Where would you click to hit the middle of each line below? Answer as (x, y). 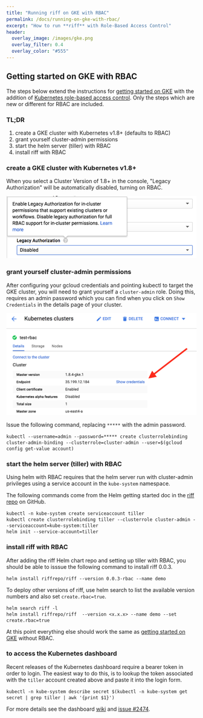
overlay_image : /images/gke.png (53, 39)
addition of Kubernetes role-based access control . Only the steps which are (101, 98)
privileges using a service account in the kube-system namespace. (88, 484)
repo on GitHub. (26, 502)
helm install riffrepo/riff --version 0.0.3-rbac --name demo (86, 579)
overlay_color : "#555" (40, 52)
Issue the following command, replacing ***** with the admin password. (96, 424)
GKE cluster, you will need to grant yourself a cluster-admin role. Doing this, (101, 292)
